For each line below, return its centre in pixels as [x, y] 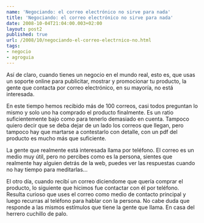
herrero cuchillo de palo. [37, 213]
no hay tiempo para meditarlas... [47, 169]
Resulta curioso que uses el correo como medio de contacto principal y [96, 194]
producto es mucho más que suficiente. [56, 138]
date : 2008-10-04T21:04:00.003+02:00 [54, 23]
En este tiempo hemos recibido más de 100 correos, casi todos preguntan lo [102, 106]
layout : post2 [24, 29]
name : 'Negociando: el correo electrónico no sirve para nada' [89, 12]
